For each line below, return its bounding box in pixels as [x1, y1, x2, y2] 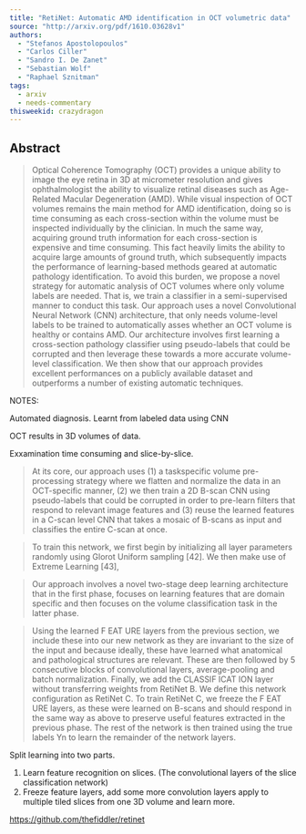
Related [31, 193, 61, 205]
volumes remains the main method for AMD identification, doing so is [31, 203, 291, 214]
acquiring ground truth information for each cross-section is [31, 232, 258, 243]
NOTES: [9, 396, 39, 407]
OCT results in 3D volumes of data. [9, 430, 141, 442]
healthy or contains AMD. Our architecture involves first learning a [31, 329, 280, 340]
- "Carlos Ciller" [17, 47, 88, 57]
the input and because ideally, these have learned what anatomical [31, 644, 283, 656]
